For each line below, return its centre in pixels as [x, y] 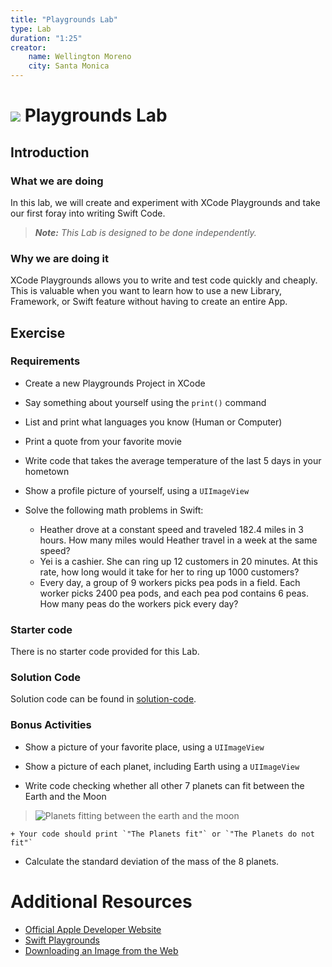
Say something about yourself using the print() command [145, 402]
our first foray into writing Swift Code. [88, 213]
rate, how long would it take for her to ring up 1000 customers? [169, 572]
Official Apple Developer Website [93, 929]
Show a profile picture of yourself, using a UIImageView [137, 490]
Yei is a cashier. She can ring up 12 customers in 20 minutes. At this [178, 561]
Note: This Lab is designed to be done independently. [145, 232]
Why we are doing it [59, 258]
